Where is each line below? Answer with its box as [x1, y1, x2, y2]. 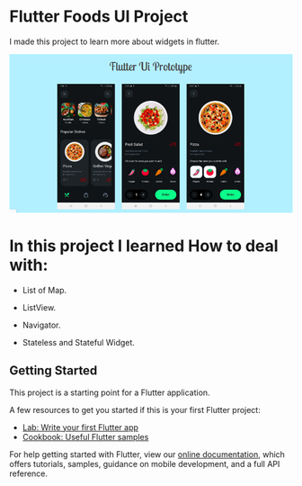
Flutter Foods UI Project [9, 6, 189, 27]
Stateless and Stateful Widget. [22, 337, 135, 347]
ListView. [22, 301, 57, 312]
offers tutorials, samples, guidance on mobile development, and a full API [9, 458, 280, 469]
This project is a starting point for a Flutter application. [9, 387, 210, 398]
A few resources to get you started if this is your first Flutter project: [9, 404, 261, 415]
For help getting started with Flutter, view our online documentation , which [9, 448, 286, 460]
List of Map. [22, 284, 67, 295]
